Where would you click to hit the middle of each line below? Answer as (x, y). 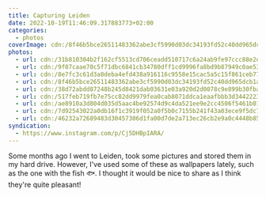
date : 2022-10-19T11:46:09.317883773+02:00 (81, 23)
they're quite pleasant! (45, 184)
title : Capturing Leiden (49, 15)
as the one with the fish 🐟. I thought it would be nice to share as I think (125, 173)
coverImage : (28, 45)
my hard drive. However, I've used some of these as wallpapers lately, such (131, 164)
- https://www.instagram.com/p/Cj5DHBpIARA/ (90, 133)
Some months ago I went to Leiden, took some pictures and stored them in (130, 156)
